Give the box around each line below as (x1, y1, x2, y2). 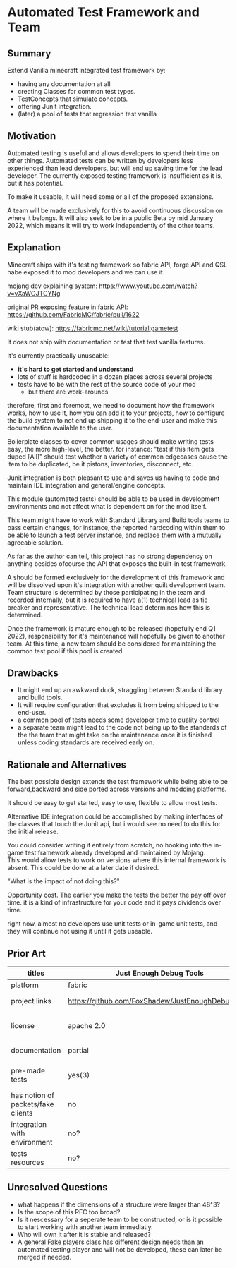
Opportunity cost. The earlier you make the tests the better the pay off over (7, 890, 226, 900)
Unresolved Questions (7, 1181, 108, 1193)
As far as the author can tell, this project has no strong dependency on (7, 552, 213, 560)
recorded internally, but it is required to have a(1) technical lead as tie (7, 596, 208, 604)
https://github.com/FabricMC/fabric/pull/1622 (7, 310, 140, 318)
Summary (7, 47, 51, 59)
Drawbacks (7, 668, 59, 680)
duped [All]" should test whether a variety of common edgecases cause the (7, 452, 228, 461)
